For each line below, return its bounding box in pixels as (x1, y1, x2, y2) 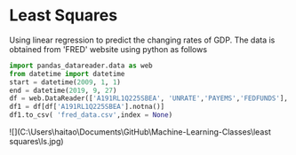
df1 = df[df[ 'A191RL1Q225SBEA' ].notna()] (9, 103, 165, 112)
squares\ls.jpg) (9, 136, 64, 147)
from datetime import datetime (9, 69, 125, 78)
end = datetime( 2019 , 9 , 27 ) (9, 86, 117, 95)
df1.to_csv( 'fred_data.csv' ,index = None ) (9, 111, 173, 120)
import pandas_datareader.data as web (9, 61, 153, 70)
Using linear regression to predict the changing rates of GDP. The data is (9, 35, 276, 45)
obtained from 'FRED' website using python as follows (9, 43, 207, 54)
